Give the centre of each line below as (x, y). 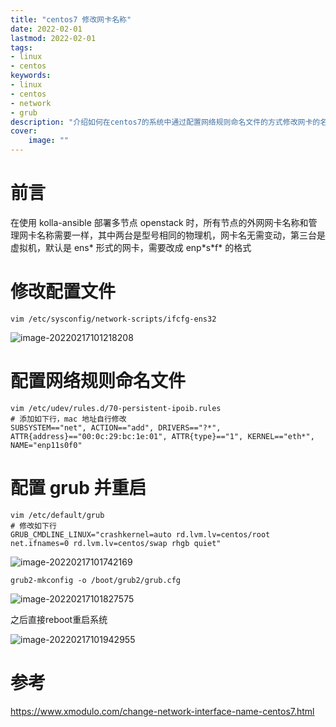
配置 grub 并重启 (78, 488)
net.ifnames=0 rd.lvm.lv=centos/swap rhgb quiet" (116, 543)
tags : (21, 47)
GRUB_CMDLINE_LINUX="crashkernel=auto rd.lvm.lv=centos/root (140, 534)
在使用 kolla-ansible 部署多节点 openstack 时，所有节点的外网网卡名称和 (159, 222)
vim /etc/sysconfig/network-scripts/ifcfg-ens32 (113, 319)
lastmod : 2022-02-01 (53, 38)
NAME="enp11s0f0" (46, 445)
